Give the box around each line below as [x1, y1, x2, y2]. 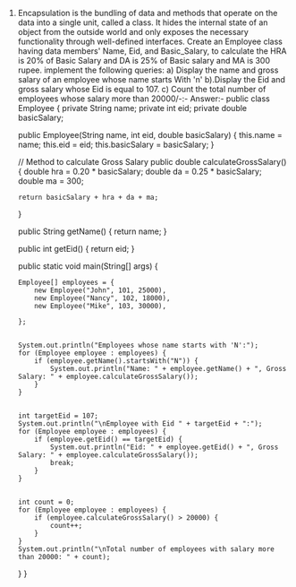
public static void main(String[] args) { [17, 261, 158, 272]
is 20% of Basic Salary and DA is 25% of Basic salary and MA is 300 [17, 56, 271, 65]
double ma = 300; [17, 176, 84, 186]
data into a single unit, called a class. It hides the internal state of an [17, 17, 268, 28]
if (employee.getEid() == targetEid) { [34, 435, 183, 444]
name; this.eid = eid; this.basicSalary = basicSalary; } [17, 139, 215, 150]
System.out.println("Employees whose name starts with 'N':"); [17, 341, 259, 350]
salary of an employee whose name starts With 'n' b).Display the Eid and [17, 74, 286, 84]
